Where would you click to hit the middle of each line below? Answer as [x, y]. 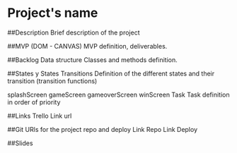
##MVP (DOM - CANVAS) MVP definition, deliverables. [87, 46]
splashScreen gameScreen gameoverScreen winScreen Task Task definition [118, 94]
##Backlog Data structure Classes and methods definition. [93, 60]
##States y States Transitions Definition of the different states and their [111, 73]
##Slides [20, 143]
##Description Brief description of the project [74, 32]
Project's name [53, 13]
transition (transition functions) [52, 81]
